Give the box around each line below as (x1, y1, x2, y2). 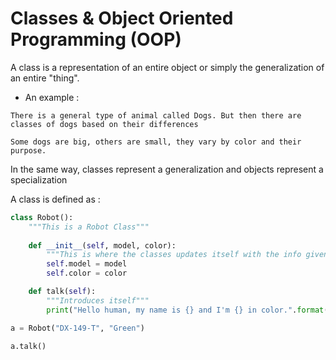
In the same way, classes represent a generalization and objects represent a (10, 163, 324, 175)
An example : (24, 91, 80, 103)
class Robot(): (10, 212, 74, 222)
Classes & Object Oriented (10, 7, 234, 30)
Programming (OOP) (10, 28, 182, 51)
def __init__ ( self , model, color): (28, 240, 177, 251)
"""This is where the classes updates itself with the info (46, 250, 302, 260)
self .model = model (46, 259, 128, 269)
